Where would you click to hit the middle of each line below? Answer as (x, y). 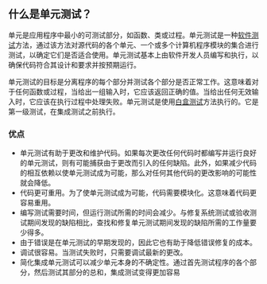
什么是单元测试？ (50, 14)
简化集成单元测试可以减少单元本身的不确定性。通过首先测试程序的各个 (135, 263)
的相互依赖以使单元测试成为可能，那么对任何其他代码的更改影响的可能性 (138, 173)
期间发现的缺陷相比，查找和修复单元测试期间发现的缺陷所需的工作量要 (141, 223)
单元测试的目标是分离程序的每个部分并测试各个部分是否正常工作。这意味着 (130, 81)
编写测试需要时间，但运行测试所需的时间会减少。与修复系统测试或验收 (135, 212)
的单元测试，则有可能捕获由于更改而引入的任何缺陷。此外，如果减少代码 (138, 163)
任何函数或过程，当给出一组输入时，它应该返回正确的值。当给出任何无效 (133, 91)
